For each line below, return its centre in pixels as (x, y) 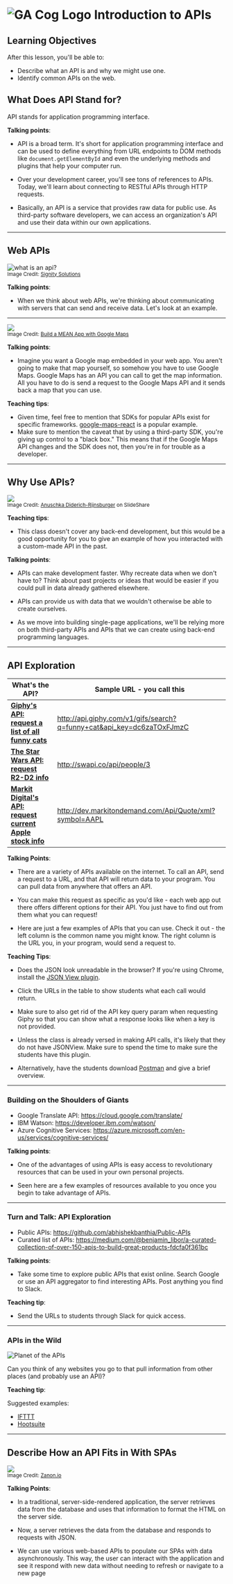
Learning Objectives (52, 41)
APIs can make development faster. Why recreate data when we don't (117, 573)
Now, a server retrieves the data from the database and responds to (114, 1530)
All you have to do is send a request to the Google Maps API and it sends (121, 382)
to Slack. (30, 1288)
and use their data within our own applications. (84, 222)
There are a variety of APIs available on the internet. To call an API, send (120, 872)
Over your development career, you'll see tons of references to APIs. (115, 179)
